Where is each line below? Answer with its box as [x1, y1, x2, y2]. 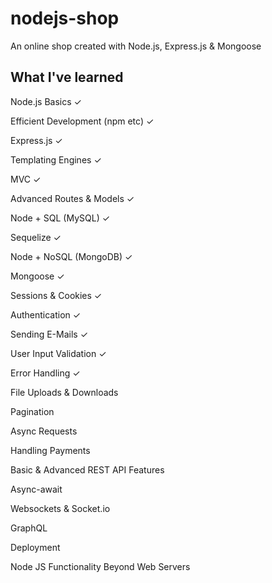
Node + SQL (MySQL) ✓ [10, 212, 111, 224]
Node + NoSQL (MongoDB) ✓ [10, 250, 133, 262]
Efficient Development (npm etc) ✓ [10, 115, 155, 127]
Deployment [10, 541, 61, 553]
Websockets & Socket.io [10, 502, 111, 514]
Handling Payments [10, 444, 91, 456]
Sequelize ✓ [10, 231, 62, 243]
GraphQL [10, 522, 48, 534]
